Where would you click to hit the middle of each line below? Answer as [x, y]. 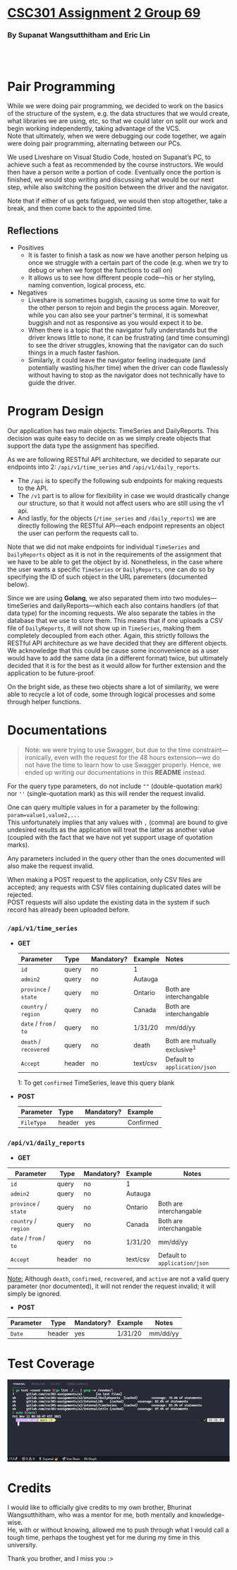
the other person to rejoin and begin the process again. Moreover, [124, 308]
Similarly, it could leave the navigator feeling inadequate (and [117, 360]
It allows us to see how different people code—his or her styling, [122, 278]
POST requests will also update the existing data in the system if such [109, 903]
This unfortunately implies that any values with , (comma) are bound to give [117, 822]
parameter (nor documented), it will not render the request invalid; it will [112, 1286]
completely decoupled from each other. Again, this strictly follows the [108, 636]
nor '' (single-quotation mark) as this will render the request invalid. [107, 794]
